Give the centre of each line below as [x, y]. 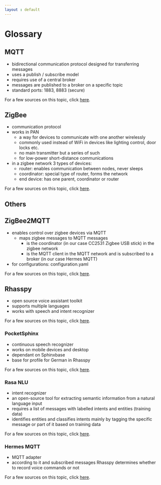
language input [27, 403]
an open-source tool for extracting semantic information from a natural [83, 398]
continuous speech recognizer [43, 344]
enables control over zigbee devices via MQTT [59, 233]
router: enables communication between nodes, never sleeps [81, 169]
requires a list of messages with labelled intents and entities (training [81, 409]
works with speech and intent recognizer [53, 311]
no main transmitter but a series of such [59, 153]
